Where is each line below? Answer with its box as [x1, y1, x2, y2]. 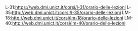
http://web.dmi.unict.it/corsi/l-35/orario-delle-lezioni [12, 9, 121, 15]
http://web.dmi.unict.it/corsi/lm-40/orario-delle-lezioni [12, 20, 126, 26]
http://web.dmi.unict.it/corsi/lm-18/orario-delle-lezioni [11, 15, 124, 20]
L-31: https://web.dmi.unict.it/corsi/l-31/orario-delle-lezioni [5, 4, 126, 10]
